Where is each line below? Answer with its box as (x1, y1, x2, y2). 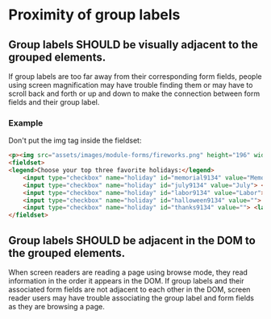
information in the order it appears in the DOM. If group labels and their (8, 275, 244, 285)
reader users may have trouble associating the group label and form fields (8, 292, 254, 303)
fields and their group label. (8, 97, 100, 106)
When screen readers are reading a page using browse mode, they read (8, 267, 248, 277)
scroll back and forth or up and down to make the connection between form (8, 89, 261, 98)
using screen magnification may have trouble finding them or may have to (8, 81, 253, 89)
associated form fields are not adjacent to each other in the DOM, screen (8, 284, 251, 294)
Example (8, 117, 44, 128)
